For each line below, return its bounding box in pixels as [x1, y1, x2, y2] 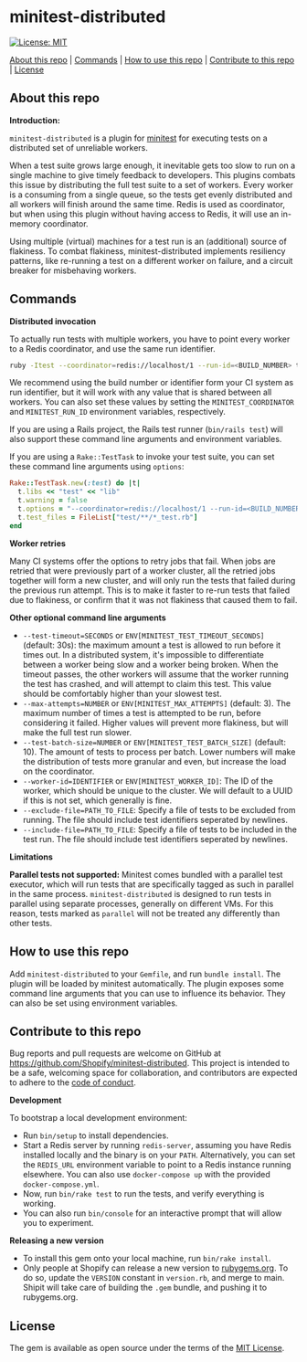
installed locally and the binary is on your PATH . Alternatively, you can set [22, 1149, 296, 1161]
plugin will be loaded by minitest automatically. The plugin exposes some [9, 977, 285, 988]
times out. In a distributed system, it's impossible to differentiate [22, 649, 265, 660]
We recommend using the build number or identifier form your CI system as [9, 377, 294, 388]
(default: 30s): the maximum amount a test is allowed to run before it [22, 639, 281, 650]
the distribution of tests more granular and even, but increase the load [22, 755, 287, 766]
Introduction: [9, 114, 61, 125]
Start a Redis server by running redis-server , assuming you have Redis [22, 1140, 292, 1151]
